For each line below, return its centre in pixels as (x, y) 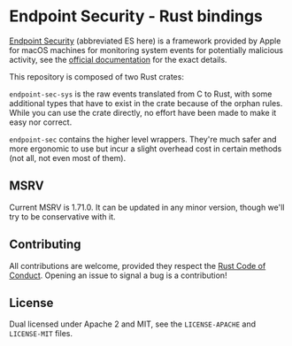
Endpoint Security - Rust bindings (136, 16)
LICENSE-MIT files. (41, 334)
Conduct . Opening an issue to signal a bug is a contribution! (118, 275)
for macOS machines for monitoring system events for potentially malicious (146, 50)
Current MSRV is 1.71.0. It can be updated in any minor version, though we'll (147, 207)
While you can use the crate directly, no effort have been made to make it (143, 112)
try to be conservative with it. (63, 216)
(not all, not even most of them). (68, 158)
